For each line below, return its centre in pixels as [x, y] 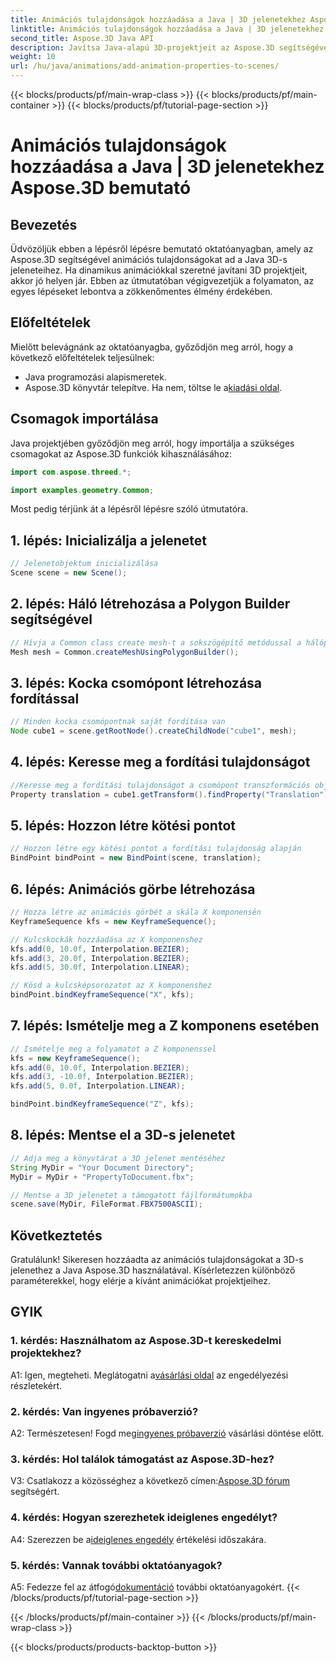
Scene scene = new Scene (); [69, 573]
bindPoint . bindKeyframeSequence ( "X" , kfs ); [102, 995]
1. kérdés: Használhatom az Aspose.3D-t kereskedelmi [146, 1341]
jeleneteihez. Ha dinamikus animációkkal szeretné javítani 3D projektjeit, [159, 270]
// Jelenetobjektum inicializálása [84, 564]
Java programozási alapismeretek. [95, 377]
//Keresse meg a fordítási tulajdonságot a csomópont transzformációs [160, 785]
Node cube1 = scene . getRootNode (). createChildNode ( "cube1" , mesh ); [154, 731]
